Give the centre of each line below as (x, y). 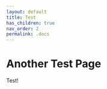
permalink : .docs (28, 34)
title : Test (21, 17)
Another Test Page (54, 64)
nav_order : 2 (23, 29)
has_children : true (31, 23)
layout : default (26, 12)
